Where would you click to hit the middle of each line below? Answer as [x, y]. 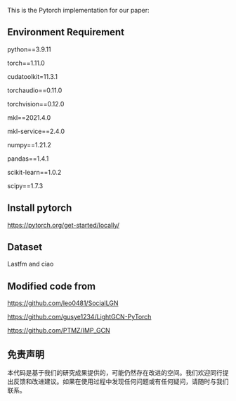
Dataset [25, 247]
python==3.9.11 [29, 49]
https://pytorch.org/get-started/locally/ [64, 225]
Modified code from [52, 286]
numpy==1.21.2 [29, 144]
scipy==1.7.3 [25, 185]
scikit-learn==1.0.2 [34, 172]
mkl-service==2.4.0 [36, 131]
